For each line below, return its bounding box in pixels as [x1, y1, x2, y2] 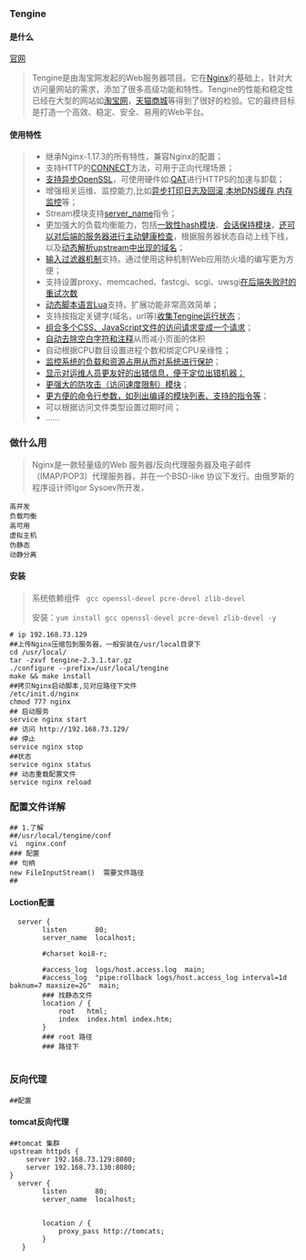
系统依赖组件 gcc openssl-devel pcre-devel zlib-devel [31, 592, 246, 604]
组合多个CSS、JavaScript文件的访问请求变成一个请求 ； [45, 322, 254, 333]
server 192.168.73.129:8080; [25, 1154, 137, 1164]
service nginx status [9, 759, 92, 769]
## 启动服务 [9, 707, 50, 716]
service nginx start [9, 715, 88, 724]
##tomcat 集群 [9, 1139, 61, 1148]
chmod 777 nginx [9, 697, 71, 707]
